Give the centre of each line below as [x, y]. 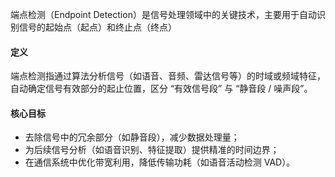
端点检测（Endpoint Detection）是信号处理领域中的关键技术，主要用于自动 [163, 14]
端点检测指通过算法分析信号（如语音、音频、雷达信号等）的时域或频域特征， [168, 76]
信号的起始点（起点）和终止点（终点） [97, 27]
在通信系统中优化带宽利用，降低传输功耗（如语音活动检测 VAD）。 [160, 162]
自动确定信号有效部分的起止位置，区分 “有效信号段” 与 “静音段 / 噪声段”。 [161, 89]
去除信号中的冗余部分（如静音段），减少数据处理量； [132, 137]
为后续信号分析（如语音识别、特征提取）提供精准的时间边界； [152, 150]
